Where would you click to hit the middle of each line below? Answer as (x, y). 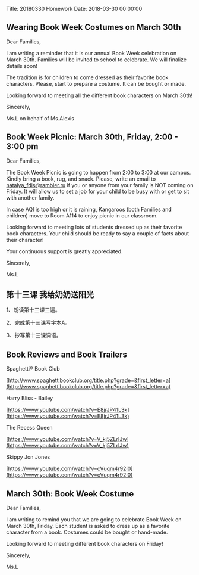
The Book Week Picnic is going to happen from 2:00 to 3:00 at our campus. (99, 172)
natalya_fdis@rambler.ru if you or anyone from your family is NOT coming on (100, 185)
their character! (25, 240)
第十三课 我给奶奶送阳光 (50, 295)
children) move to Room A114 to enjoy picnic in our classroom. (82, 215)
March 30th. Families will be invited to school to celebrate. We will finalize (97, 60)
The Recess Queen (29, 428)
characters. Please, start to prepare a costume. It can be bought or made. (96, 83)
